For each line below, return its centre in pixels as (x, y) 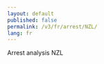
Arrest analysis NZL (35, 53)
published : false (32, 20)
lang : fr (20, 33)
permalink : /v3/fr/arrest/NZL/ (52, 26)
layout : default (31, 14)
